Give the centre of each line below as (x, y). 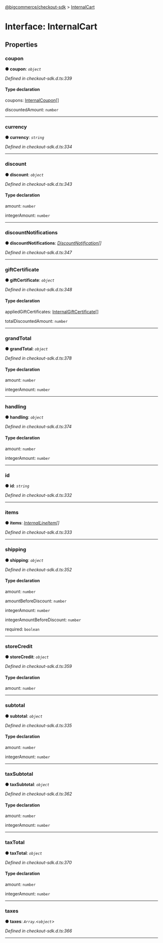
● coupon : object (23, 69)
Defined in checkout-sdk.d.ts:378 (38, 358)
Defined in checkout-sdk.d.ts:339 (39, 78)
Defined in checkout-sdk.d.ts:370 (38, 862)
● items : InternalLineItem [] (32, 523)
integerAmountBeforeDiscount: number (43, 620)
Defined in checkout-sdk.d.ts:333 (39, 532)
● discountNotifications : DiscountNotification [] (53, 243)
